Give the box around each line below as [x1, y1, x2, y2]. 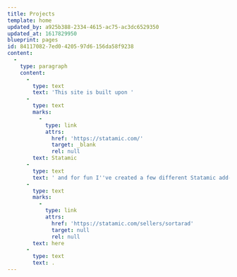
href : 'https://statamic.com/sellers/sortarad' [51, 220, 194, 227]
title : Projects [7, 10, 55, 18]
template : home [7, 17, 52, 24]
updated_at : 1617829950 [7, 30, 78, 37]
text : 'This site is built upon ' [32, 89, 134, 96]
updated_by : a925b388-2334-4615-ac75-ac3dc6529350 [7, 23, 159, 30]
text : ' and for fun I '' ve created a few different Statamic [32, 174, 217, 181]
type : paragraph [20, 63, 68, 70]
